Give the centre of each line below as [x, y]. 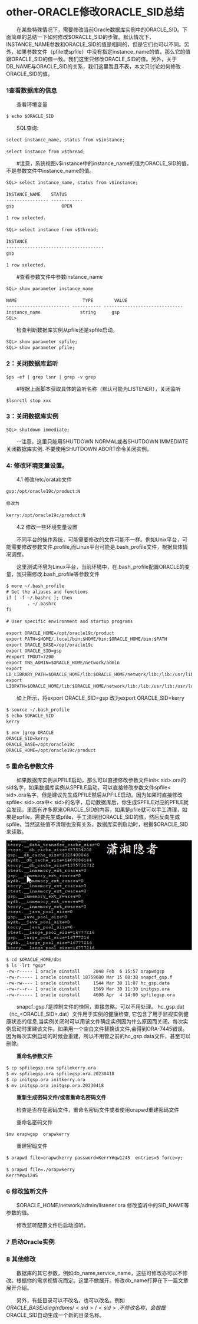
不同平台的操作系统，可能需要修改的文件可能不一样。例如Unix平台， [99, 539]
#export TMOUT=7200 [30, 657]
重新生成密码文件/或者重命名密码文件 [62, 1097]
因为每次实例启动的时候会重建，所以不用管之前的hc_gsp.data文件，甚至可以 [98, 1036]
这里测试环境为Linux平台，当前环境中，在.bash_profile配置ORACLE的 [100, 567]
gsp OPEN [39, 206]
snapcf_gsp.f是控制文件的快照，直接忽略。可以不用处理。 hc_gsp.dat [100, 1006]
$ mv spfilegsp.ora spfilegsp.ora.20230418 [60, 1073]
